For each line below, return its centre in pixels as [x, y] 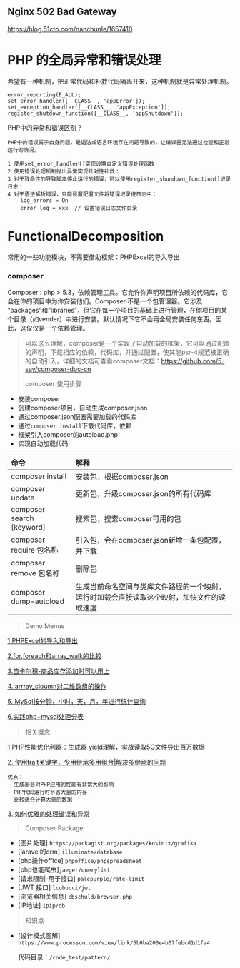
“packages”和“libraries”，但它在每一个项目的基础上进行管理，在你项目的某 [117, 310]
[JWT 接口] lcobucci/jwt [54, 887]
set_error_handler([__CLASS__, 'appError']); [76, 101]
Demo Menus [45, 626]
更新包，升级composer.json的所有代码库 [144, 493]
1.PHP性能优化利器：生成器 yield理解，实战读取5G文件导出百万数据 [106, 747]
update [23, 498]
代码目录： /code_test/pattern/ [64, 957]
